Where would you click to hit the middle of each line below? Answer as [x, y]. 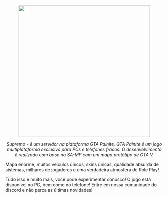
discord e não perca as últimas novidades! [49, 190]
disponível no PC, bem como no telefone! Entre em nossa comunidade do [81, 185]
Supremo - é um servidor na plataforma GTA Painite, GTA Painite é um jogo [84, 144]
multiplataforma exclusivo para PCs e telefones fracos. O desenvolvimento [84, 149]
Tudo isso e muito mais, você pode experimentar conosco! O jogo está [78, 179]
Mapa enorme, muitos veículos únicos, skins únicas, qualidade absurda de [82, 164]
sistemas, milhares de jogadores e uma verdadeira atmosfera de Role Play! [82, 170]
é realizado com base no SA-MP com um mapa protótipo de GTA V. [84, 155]
